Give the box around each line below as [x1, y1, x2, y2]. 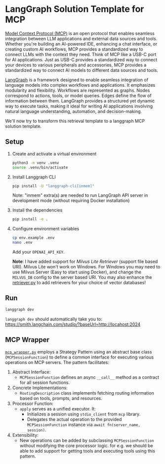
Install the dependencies [12, 207, 63, 213]
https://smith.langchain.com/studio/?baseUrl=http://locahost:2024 [5, 321, 141, 327]
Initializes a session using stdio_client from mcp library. [27, 411, 141, 417]
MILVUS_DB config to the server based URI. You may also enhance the [12, 274, 152, 280]
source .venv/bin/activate [12, 165, 68, 170]
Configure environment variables [12, 226, 80, 232]
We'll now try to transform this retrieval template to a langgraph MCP [5, 118, 145, 124]
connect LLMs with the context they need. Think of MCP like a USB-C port [5, 51, 157, 57]
